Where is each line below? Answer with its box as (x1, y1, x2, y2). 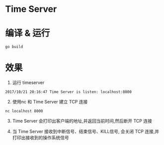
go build (5, 45, 23, 49)
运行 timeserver (12, 80, 45, 86)
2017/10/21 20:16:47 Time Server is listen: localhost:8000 (5, 90, 132, 95)
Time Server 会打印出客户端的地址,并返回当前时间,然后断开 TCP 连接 (12, 118, 152, 124)
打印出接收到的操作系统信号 (12, 135, 69, 141)
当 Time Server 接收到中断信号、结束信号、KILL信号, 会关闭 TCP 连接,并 (12, 129, 160, 135)
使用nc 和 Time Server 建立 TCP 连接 (12, 99, 88, 105)
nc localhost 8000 (5, 109, 43, 114)
